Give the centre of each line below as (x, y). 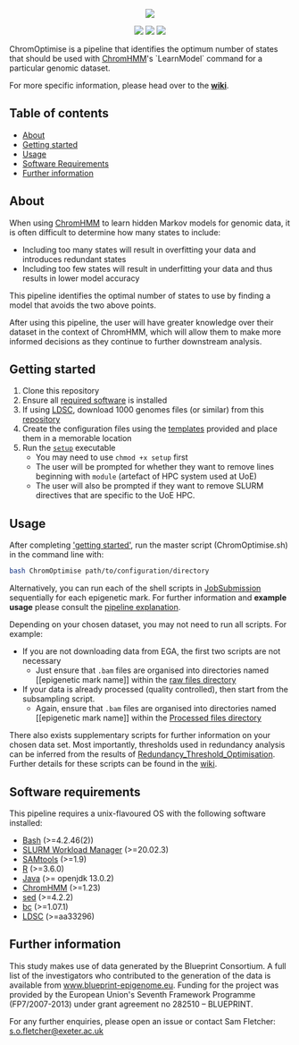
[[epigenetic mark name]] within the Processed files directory (148, 718)
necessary (42, 661)
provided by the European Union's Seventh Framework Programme (133, 994)
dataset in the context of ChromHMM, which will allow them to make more (145, 332)
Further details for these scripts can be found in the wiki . (113, 764)
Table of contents (59, 113)
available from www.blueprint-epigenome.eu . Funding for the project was (144, 985)
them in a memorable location (77, 438)
